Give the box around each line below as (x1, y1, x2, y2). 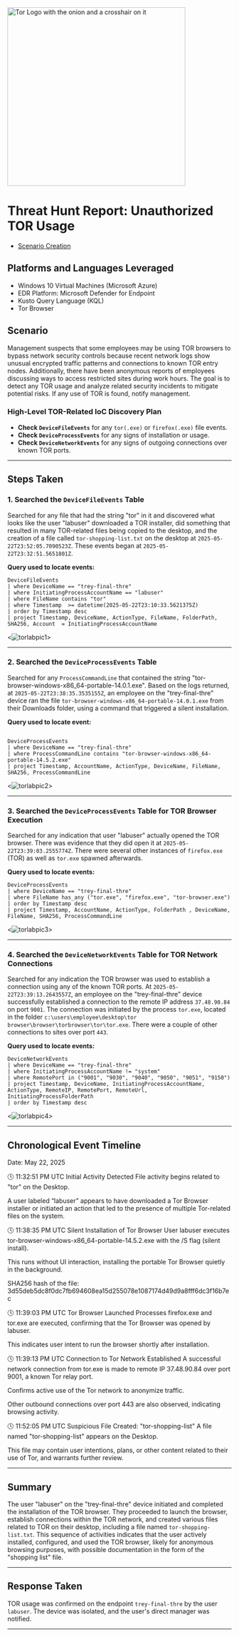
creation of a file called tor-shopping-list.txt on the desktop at (7, 533, 197, 542)
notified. (7, 1614, 32, 1623)
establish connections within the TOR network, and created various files (7, 1515, 218, 1523)
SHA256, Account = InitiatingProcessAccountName (7, 620, 158, 628)
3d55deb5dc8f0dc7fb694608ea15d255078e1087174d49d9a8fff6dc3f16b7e (7, 1286, 230, 1295)
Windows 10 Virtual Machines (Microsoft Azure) (17, 281, 158, 290)
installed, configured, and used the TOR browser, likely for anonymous (7, 1538, 213, 1546)
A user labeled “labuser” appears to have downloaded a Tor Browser (7, 1197, 208, 1205)
